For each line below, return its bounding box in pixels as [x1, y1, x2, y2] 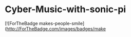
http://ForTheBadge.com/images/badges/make [6, 25, 106, 31]
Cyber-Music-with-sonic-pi [5, 4, 126, 15]
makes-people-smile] [39, 20, 85, 26]
